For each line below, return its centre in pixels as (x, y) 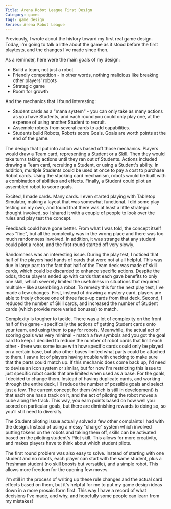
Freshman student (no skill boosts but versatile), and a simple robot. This (82, 464)
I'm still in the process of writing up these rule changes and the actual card (84, 479)
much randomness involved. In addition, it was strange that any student (80, 239)
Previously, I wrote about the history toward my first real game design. (79, 39)
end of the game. (31, 138)
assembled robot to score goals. (39, 187)
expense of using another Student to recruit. (59, 122)
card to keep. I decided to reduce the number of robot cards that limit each (84, 341)
